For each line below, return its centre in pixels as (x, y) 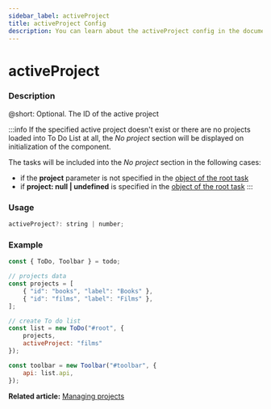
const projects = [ (41, 284)
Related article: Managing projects (67, 396)
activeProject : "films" (63, 344)
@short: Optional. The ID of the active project (84, 113)
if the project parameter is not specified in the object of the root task (134, 178)
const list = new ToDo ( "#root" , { (67, 328)
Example (26, 245)
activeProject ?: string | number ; (67, 224)
